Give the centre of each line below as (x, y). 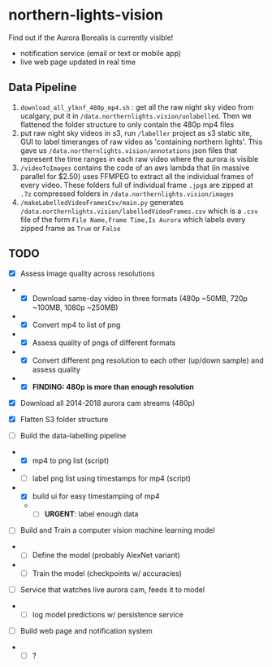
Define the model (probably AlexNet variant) (106, 556)
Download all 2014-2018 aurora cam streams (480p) (108, 403)
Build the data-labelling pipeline (73, 436)
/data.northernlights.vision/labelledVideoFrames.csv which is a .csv (139, 211)
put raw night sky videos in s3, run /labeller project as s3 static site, (136, 133)
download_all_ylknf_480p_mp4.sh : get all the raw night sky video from (137, 107)
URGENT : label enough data (91, 514)
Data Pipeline (43, 87)
